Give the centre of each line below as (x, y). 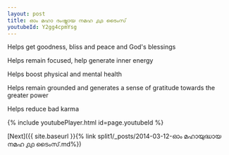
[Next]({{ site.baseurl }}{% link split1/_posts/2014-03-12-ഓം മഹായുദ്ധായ (114, 136)
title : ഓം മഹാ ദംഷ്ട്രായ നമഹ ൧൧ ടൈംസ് (67, 20)
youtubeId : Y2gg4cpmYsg (42, 27)
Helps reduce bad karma (43, 109)
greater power (28, 95)
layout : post (26, 14)
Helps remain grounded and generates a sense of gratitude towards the (111, 88)
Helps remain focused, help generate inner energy (80, 61)
